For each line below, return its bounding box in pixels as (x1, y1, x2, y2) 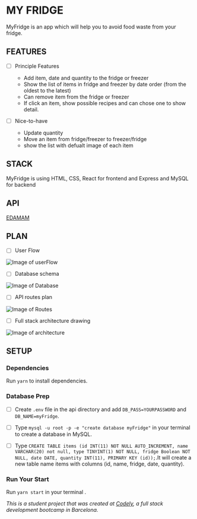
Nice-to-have (14, 117, 48, 125)
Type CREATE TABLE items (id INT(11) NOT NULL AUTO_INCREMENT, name (14, 442, 189, 449)
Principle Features (14, 62, 59, 69)
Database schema (14, 270, 59, 278)
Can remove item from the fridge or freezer (23, 93, 129, 100)
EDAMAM (6, 214, 30, 221)
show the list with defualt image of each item (23, 142, 134, 149)
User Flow (14, 247, 40, 254)
